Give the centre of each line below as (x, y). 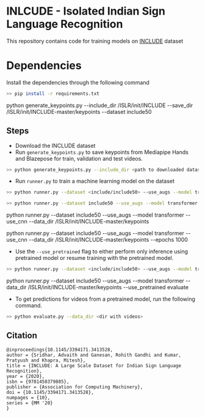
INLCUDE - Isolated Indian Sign (86, 11)
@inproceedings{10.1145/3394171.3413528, (60, 349)
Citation (22, 336)
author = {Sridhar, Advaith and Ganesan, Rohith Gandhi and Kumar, (94, 355)
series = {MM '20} (30, 403)
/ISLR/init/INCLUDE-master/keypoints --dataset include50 (79, 111)
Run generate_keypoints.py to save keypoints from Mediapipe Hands (102, 152)
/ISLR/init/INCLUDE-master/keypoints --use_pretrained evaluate (108, 287)
